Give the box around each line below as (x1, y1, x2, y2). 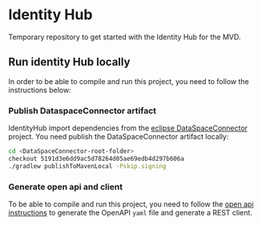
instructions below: (8, 85, 71, 94)
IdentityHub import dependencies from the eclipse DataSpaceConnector (8, 123, 248, 133)
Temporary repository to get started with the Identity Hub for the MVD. (8, 32, 241, 42)
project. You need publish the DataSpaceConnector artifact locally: (8, 132, 229, 142)
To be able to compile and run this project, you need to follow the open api (8, 199, 254, 209)
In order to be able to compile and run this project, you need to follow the (8, 76, 250, 86)
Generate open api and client (8, 181, 123, 192)
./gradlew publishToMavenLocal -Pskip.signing (8, 162, 167, 170)
